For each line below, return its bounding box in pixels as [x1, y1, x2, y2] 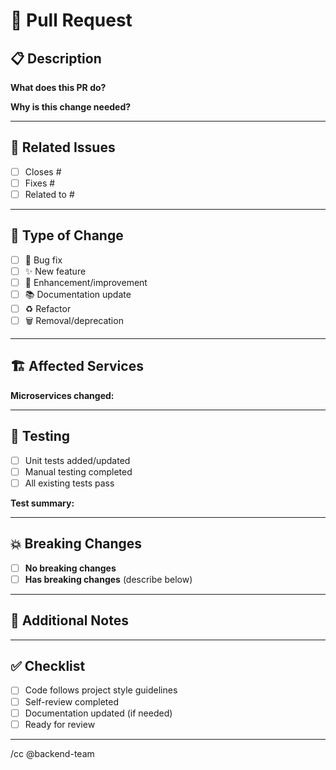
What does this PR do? [10, 82, 107, 93]
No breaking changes [24, 562, 117, 574]
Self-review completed [24, 695, 119, 708]
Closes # [24, 165, 62, 178]
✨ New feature [24, 265, 87, 277]
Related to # [24, 188, 75, 200]
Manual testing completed [24, 465, 133, 478]
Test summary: [10, 497, 75, 509]
